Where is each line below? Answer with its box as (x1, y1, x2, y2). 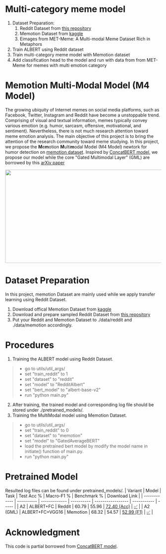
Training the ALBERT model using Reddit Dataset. (12, 356, 113, 362)
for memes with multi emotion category (26, 62, 107, 68)
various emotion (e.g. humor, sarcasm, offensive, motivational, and (5, 122, 141, 128)
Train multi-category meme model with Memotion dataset (12, 51, 130, 58)
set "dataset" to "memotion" (24, 432, 83, 439)
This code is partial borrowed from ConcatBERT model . (5, 543, 118, 549)
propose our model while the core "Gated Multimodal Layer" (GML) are (5, 154, 150, 160)
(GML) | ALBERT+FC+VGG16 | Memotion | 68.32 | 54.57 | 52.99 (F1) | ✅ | (5, 509, 153, 515)
